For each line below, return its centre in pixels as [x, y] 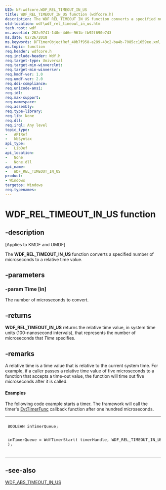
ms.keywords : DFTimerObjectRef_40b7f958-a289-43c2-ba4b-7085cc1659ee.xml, [84, 42]
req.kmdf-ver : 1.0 [24, 74]
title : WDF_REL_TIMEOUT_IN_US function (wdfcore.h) [59, 14]
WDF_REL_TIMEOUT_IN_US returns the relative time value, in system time [80, 328]
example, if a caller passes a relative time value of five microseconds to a [80, 371]
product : [14, 176]
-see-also [21, 470]
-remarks [20, 354]
